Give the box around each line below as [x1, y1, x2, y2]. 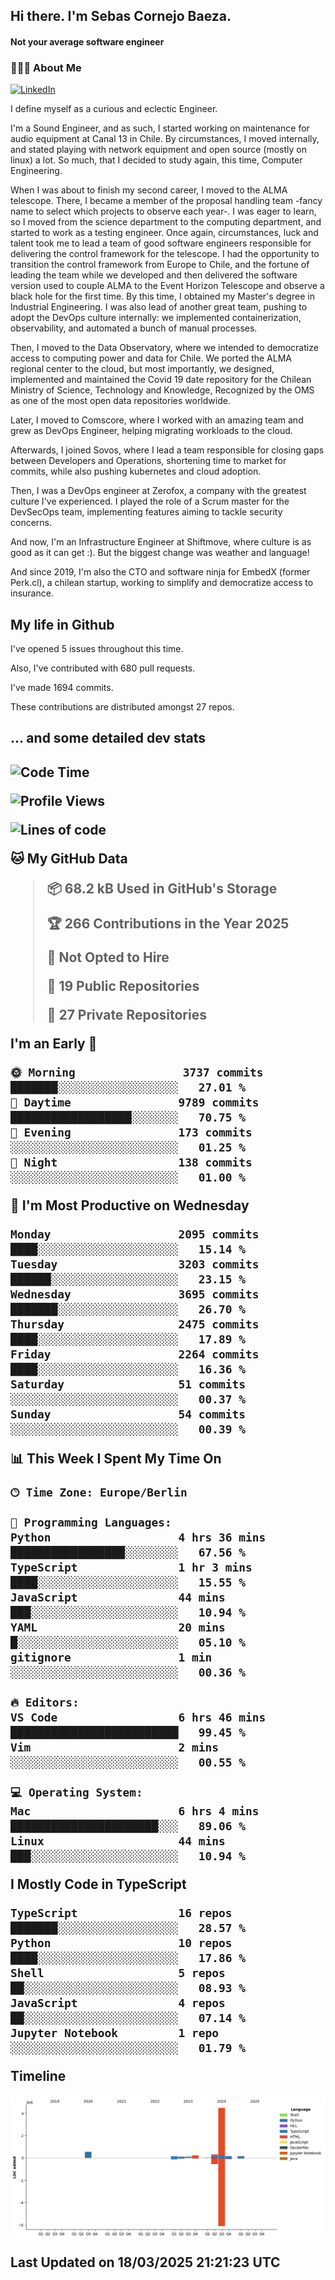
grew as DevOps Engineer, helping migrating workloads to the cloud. [10, 425, 293, 437]
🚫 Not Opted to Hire [46, 949, 170, 966]
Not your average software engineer [10, 35, 165, 48]
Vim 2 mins [10, 1740, 220, 1754]
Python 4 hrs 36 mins [10, 1530, 267, 1544]
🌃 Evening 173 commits [10, 1125, 253, 1139]
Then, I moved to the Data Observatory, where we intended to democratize [10, 342, 319, 354]
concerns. [10, 517, 53, 529]
